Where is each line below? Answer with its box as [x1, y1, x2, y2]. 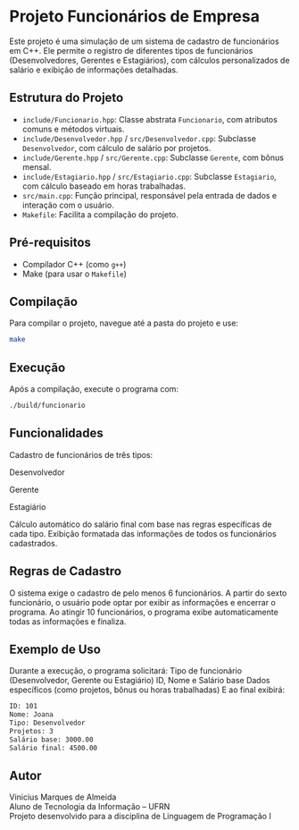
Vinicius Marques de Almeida [9, 792, 117, 802]
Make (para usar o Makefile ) [21, 268, 127, 279]
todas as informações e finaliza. [9, 615, 127, 627]
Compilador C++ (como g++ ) [21, 258, 127, 269]
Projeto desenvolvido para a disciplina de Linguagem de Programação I [9, 811, 272, 822]
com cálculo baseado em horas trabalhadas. [21, 181, 186, 191]
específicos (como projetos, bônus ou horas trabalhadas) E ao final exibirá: [9, 684, 286, 695]
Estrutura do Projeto [9, 90, 124, 106]
